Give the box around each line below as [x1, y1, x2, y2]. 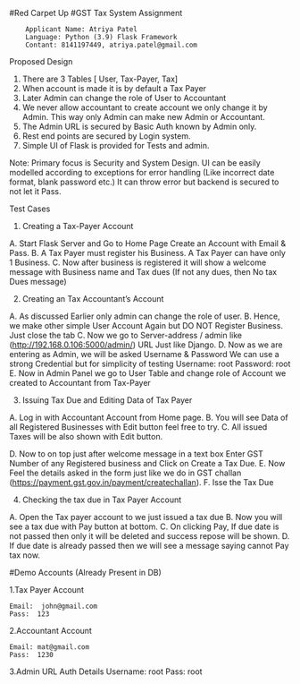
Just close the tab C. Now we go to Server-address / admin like [9, 330, 243, 340]
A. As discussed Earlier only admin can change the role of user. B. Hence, [9, 311, 280, 321]
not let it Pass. [9, 186, 62, 196]
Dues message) [9, 277, 67, 286]
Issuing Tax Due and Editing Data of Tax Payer [21, 395, 193, 406]
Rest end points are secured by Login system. [21, 131, 191, 141]
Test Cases [9, 203, 51, 214]
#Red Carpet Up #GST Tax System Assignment [9, 8, 183, 18]
